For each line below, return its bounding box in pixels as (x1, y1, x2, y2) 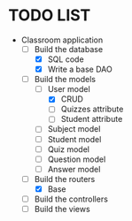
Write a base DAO (47, 64, 113, 75)
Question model (47, 154, 106, 164)
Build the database (34, 43, 104, 54)
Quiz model (47, 143, 90, 155)
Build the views (34, 203, 90, 214)
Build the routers (34, 173, 96, 184)
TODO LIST (8, 5, 91, 26)
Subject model (47, 124, 101, 134)
